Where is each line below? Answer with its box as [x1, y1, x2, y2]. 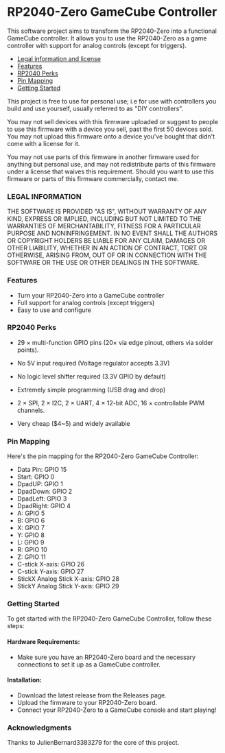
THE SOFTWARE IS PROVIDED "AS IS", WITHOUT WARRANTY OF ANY [7, 207, 207, 216]
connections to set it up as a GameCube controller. [16, 660, 161, 669]
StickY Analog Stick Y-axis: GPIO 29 [16, 582, 119, 590]
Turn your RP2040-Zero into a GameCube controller [16, 291, 165, 299]
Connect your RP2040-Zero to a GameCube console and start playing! [16, 706, 217, 714]
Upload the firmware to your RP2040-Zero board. [16, 698, 158, 706]
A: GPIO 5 [16, 509, 45, 518]
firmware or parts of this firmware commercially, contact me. [7, 174, 179, 182]
